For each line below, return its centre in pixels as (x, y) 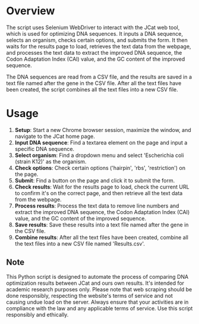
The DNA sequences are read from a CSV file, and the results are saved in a (99, 77)
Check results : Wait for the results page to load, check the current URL (102, 187)
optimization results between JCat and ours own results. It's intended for (95, 283)
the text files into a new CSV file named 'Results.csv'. (80, 243)
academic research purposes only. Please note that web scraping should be (99, 289)
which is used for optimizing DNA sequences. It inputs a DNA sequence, (94, 33)
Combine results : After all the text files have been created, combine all (102, 237)
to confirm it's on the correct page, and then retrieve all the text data (99, 193)
